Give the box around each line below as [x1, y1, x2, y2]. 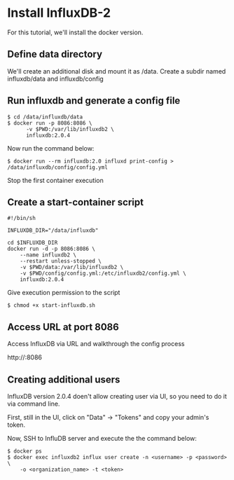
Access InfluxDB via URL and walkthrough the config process [7, 340, 185, 348]
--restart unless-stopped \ [20, 258, 102, 265]
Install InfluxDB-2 [7, 5, 111, 21]
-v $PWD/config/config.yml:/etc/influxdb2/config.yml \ [20, 270, 187, 277]
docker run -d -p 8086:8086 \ [7, 245, 96, 253]
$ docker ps [7, 448, 42, 455]
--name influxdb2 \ [20, 252, 77, 259]
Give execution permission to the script [7, 289, 121, 297]
